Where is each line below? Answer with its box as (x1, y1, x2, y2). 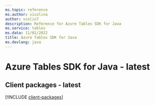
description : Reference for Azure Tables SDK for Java (5, 21, 122, 26)
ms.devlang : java (5, 40, 41, 45)
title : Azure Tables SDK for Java (5, 35, 77, 40)
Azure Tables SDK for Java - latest (5, 61, 151, 72)
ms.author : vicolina (5, 12, 48, 17)
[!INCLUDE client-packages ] (5, 94, 63, 100)
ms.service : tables (5, 26, 46, 31)
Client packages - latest (5, 81, 81, 90)
